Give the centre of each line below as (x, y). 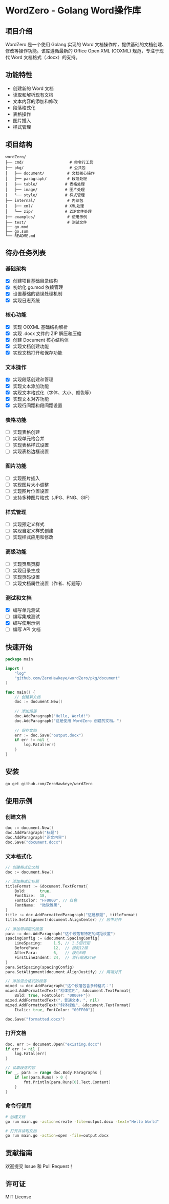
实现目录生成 (26, 570)
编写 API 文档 (27, 629)
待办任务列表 (26, 253)
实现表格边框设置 (31, 451)
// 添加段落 (26, 711)
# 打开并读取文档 (21, 1131)
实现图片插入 (26, 478)
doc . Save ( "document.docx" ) (34, 842)
